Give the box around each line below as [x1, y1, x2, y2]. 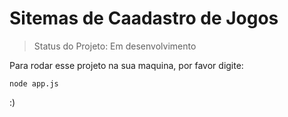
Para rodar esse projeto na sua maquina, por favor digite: [9, 59, 244, 71]
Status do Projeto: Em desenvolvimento [33, 40, 197, 52]
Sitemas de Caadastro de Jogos [9, 7, 279, 30]
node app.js [9, 78, 59, 89]
